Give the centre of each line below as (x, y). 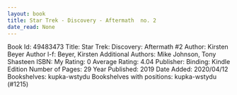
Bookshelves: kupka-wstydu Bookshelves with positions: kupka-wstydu (112, 77)
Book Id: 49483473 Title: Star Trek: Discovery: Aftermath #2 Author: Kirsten (118, 47)
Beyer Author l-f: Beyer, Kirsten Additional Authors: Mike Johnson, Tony (112, 54)
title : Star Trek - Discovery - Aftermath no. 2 (82, 20)
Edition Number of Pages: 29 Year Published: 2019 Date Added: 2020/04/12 (118, 69)
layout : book (27, 14)
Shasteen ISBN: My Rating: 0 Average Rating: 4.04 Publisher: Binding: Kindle (119, 62)
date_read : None (31, 27)
